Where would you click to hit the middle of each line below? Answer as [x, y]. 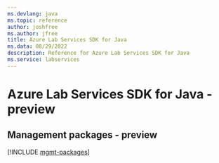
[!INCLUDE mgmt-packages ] [48, 152]
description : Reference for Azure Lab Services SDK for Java [99, 53]
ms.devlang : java [33, 14]
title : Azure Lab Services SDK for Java [67, 40]
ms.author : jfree [33, 33]
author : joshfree [33, 27]
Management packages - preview [82, 135]
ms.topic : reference [38, 20]
